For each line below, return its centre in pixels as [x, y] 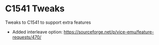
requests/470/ [27, 37]
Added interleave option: [37, 32]
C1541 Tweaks [35, 9]
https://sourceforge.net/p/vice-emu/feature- [109, 32]
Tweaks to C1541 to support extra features [48, 22]
